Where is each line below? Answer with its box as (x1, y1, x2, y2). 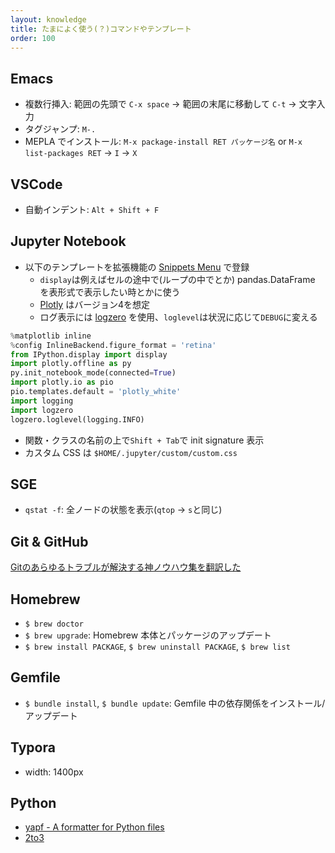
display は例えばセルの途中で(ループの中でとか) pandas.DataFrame (39, 273, 316, 285)
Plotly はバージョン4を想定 (39, 298, 150, 310)
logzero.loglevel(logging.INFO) (10, 414, 145, 425)
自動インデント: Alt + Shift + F (24, 204, 160, 215)
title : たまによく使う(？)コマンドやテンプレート (10, 24, 192, 34)
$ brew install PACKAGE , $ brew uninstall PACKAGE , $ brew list (24, 641, 291, 652)
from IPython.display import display (10, 349, 168, 360)
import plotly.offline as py (10, 359, 132, 369)
